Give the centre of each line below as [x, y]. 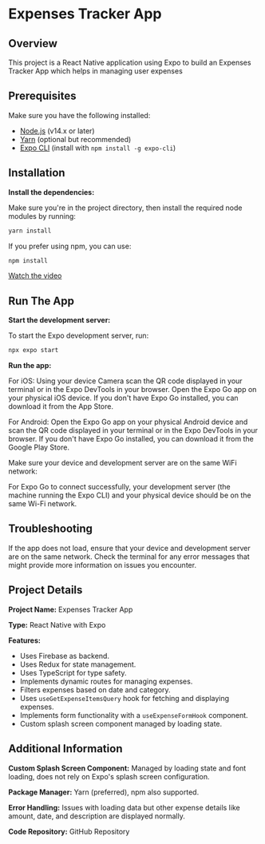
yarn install [30, 231]
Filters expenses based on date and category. [95, 689]
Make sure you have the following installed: [79, 115]
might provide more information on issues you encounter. [103, 565]
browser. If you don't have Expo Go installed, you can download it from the [131, 439]
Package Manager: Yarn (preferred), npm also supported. [104, 792]
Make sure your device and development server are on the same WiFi [123, 463]
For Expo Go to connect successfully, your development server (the [119, 487]
